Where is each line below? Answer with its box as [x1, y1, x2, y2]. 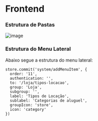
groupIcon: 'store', [10, 102, 53, 107]
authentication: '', [10, 76, 53, 81]
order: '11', [10, 71, 38, 76]
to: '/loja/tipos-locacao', [10, 80, 70, 85]
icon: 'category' [10, 107, 47, 112]
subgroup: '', [10, 89, 40, 94]
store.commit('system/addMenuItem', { [5, 67, 87, 72]
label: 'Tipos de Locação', [10, 94, 70, 99]
